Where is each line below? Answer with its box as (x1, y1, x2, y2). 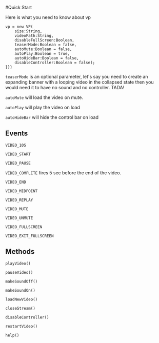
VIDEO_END (5, 179, 27, 185)
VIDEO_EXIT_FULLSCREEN (5, 233, 54, 238)
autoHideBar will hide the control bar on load (5, 114, 99, 120)
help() (5, 333, 19, 338)
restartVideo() (5, 324, 38, 329)
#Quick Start (5, 5, 32, 10)
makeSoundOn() (5, 288, 36, 293)
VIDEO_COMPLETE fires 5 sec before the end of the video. (5, 169, 122, 176)
